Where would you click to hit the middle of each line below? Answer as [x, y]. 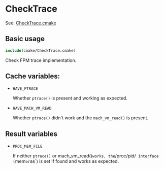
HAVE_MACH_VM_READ [32, 109]
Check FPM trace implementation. [41, 60]
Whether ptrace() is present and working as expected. [70, 98]
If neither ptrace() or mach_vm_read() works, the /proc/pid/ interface [86, 156]
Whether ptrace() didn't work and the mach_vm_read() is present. [80, 118]
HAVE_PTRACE [25, 89]
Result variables [31, 134]
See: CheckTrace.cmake [31, 23]
